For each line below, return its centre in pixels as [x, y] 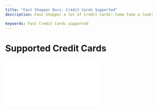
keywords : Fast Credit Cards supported [47, 23]
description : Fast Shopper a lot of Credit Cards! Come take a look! [80, 14]
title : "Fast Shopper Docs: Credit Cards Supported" [61, 10]
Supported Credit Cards [56, 48]
